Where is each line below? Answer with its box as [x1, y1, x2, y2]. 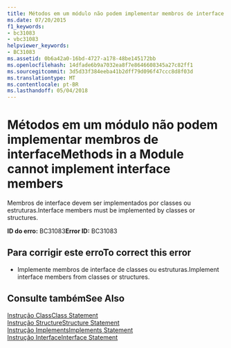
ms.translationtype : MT [7, 74, 76, 82]
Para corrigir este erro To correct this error [7, 247, 192, 259]
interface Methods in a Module [7, 147, 185, 163]
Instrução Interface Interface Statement [7, 333, 118, 341]
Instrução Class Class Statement [7, 311, 98, 319]
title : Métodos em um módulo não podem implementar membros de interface [7, 10, 225, 17]
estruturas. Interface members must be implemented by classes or [7, 206, 196, 214]
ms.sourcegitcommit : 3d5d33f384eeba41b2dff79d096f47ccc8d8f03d [7, 68, 194, 75]
